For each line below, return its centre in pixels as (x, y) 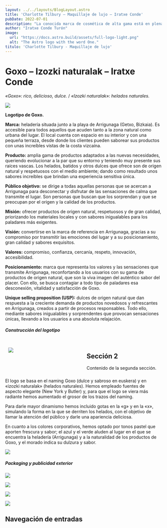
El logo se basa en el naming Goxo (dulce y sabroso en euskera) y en (76, 381)
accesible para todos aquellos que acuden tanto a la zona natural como (78, 129)
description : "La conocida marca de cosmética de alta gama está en (78, 24)
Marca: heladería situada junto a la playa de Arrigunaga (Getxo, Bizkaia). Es (83, 124)
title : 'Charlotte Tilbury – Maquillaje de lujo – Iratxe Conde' (74, 14)
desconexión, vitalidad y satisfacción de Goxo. (53, 288)
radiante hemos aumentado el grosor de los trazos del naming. (69, 397)
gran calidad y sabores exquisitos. (40, 242)
